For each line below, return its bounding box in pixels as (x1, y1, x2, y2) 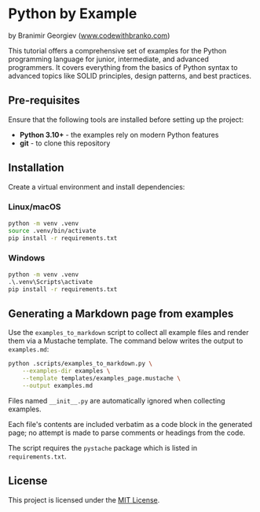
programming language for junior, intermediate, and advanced (8, 54, 210, 64)
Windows (8, 252, 46, 263)
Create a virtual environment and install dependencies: (8, 182, 185, 191)
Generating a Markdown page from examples (8, 307, 234, 320)
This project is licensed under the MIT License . (8, 495, 160, 504)
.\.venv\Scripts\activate (8, 278, 93, 285)
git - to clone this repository (19, 138, 111, 148)
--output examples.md (22, 381, 93, 389)
